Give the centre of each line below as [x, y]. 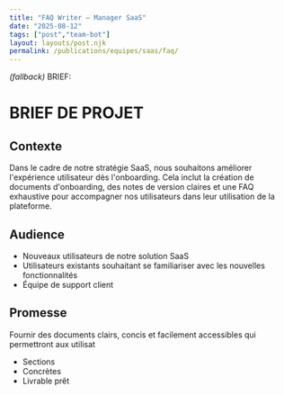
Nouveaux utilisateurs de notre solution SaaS [106, 256]
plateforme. [31, 206]
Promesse [38, 313]
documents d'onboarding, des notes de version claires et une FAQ [132, 187]
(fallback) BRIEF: [40, 76]
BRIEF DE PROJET [76, 113]
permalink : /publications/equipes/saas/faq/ [94, 51]
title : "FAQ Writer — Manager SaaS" [78, 18]
